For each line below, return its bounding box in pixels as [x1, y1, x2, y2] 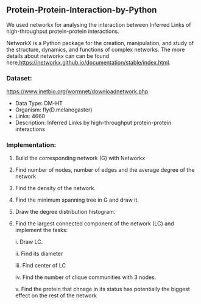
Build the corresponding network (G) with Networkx [15, 155, 146, 162]
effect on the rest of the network [15, 292, 97, 299]
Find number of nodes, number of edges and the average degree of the [15, 166, 195, 174]
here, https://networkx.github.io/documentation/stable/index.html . [6, 58, 171, 66]
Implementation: [6, 141, 57, 149]
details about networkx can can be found [6, 52, 110, 60]
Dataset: [6, 74, 32, 82]
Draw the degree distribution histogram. [15, 208, 116, 216]
